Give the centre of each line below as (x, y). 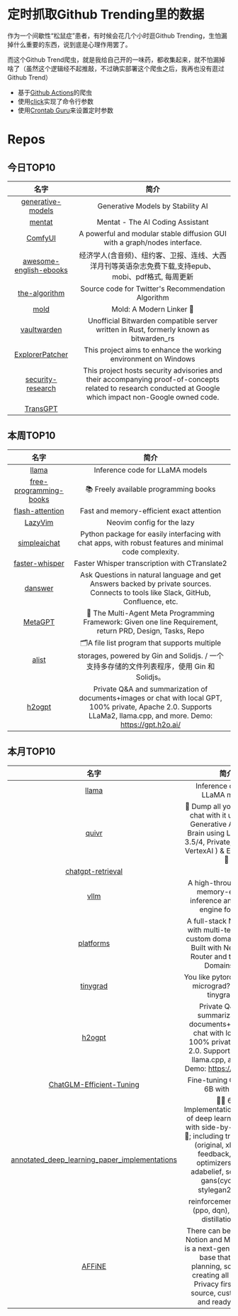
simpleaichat (39, 542)
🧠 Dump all (203, 806)
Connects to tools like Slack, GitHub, (151, 592)
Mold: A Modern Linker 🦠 (153, 309)
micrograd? (211, 985)
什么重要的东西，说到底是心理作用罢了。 (72, 44)
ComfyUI (41, 237)
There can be (209, 1231)
